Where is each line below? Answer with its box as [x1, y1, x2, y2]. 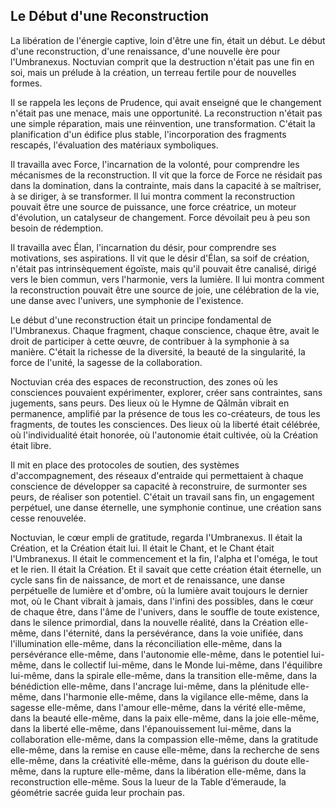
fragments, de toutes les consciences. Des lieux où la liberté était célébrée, [10, 418, 321, 430]
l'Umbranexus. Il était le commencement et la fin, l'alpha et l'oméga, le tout [10, 552, 318, 564]
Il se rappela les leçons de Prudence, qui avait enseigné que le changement [10, 96, 322, 108]
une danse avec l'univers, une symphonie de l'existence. [10, 294, 244, 306]
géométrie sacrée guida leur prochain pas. [10, 786, 185, 798]
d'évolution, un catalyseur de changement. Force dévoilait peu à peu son [10, 211, 311, 223]
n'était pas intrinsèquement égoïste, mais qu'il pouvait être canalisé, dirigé [10, 262, 317, 274]
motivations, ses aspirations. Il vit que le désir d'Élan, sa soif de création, [10, 252, 310, 264]
